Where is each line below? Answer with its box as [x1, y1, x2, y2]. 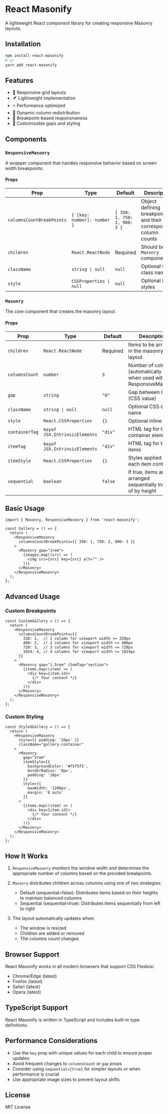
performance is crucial [12, 1071, 59, 1077]
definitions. [5, 1022, 28, 1028]
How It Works [5, 852, 48, 860]
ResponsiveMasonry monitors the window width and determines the [12, 865, 149, 871]
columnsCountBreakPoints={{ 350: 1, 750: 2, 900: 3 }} [18, 539, 135, 544]
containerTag [7, 429, 39, 435]
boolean [43, 478, 61, 484]
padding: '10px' [27, 773, 61, 778]
